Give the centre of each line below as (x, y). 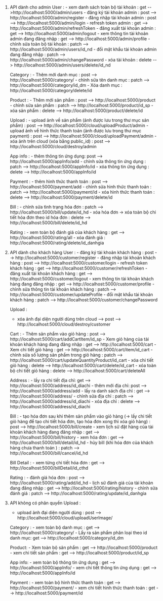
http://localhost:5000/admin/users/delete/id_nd (62, 65)
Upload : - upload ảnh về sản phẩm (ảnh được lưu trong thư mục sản (80, 120)
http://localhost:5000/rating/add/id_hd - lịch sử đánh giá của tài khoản (81, 483)
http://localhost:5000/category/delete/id (51, 90)
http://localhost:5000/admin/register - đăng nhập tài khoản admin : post (83, 18)
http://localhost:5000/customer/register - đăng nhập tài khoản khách (86, 258)
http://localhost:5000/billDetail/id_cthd (49, 468)
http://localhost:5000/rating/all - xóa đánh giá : (57, 238)
